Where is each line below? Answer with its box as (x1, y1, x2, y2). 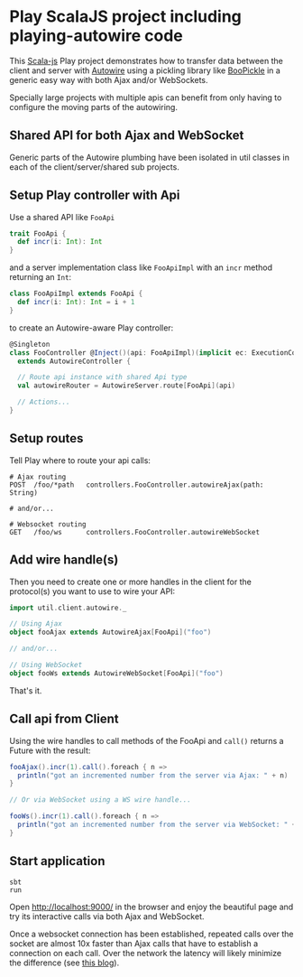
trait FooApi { (9, 228, 67, 238)
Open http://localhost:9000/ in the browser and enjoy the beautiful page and (9, 901, 294, 912)
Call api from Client (9, 712, 119, 727)
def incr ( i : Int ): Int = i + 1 (17, 298, 135, 307)
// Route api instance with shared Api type (17, 373, 188, 382)
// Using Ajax (9, 619, 63, 628)
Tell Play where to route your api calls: (9, 454, 151, 466)
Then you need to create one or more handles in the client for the (9, 576, 252, 587)
